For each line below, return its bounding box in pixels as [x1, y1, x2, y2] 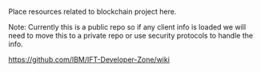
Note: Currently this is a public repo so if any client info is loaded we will [8, 22, 247, 31]
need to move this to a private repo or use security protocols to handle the [8, 31, 254, 40]
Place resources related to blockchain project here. [8, 7, 177, 16]
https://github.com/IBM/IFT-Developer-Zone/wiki [8, 55, 171, 64]
